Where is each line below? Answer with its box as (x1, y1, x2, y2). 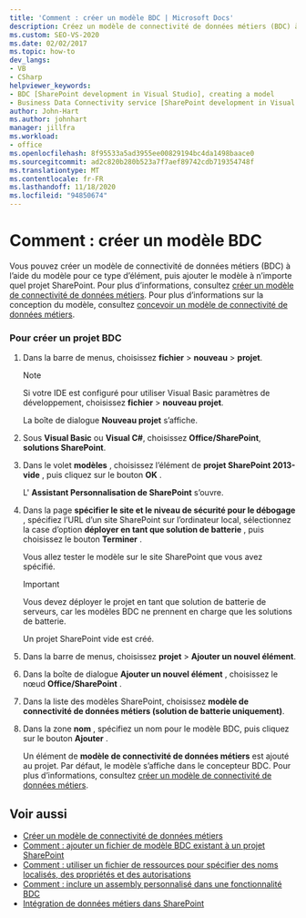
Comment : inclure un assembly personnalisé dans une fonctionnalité (22, 879, 282, 890)
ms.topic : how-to (9, 47, 76, 56)
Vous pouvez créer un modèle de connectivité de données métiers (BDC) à (9, 260, 291, 271)
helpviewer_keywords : (9, 81, 92, 90)
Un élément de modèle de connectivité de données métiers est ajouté (22, 750, 290, 761)
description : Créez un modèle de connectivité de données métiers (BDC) (9, 22, 291, 31)
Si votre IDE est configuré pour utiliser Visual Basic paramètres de (22, 388, 270, 399)
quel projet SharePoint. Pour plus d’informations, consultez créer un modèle (9, 280, 294, 291)
